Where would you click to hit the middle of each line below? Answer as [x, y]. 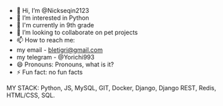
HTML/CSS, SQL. [31, 95]
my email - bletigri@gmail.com [60, 50]
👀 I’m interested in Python [53, 18]
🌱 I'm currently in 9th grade [55, 25]
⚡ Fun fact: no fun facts [49, 72]
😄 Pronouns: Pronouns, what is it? [65, 64]
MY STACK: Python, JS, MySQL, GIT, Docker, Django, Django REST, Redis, [111, 88]
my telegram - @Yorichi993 [55, 57]
